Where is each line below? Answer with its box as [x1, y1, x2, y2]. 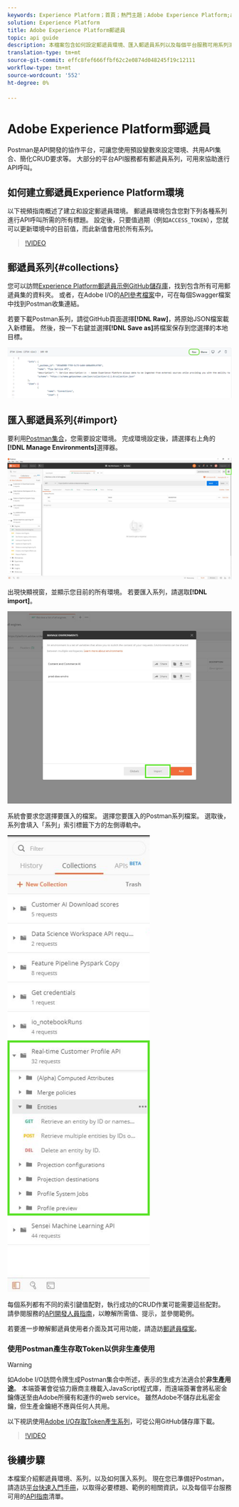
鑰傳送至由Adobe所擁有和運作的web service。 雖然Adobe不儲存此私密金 [7, 1393, 221, 1402]
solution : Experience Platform [7, 19, 100, 26]
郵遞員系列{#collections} [7, 261, 119, 273]
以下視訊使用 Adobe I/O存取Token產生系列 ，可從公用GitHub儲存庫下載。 [7, 1417, 219, 1426]
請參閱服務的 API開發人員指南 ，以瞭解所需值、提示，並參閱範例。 [7, 1309, 198, 1317]
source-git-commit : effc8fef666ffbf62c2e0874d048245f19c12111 [7, 57, 196, 64]
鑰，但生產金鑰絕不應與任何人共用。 [7, 1402, 114, 1411]
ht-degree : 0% [7, 79, 50, 86]
